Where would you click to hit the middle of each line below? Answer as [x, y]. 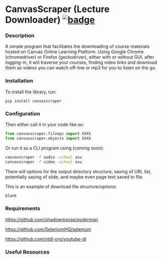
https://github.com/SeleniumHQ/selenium [48, 229]
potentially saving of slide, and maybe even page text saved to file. [74, 177]
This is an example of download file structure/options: [61, 186]
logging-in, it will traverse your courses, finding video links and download [81, 62]
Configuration [23, 113]
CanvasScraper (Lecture [57, 9]
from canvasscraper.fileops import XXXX [48, 134]
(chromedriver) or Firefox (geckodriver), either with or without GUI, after [80, 57]
